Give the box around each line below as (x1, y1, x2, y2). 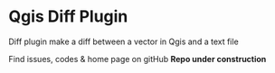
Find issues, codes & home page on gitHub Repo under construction (8, 53, 267, 64)
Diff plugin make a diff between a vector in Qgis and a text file (8, 36, 239, 47)
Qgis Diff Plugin (8, 6, 128, 27)
